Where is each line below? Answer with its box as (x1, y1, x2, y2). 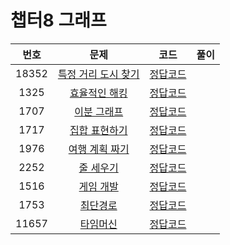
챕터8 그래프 (10, 9, 107, 32)
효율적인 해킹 (69, 86, 128, 100)
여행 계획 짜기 (68, 142, 130, 156)
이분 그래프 (74, 104, 124, 118)
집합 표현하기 (69, 123, 128, 137)
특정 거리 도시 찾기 (57, 67, 140, 81)
